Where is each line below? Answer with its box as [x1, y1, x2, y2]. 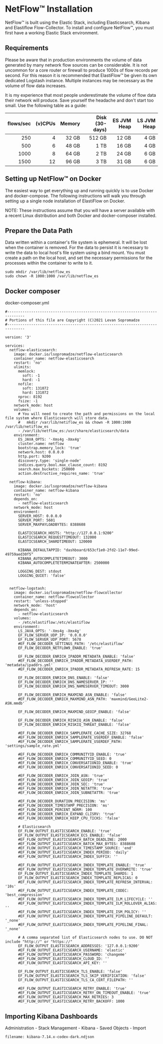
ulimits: [14, 365, 32, 370]
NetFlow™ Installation [5, 3, 93, 15]
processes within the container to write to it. [5, 260, 93, 266]
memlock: [17, 369, 36, 374]
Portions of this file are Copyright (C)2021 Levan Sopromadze [9, 318, 140, 323]
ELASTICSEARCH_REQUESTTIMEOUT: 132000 [17, 535, 97, 540]
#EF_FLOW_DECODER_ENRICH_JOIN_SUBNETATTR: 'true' [17, 791, 120, 795]
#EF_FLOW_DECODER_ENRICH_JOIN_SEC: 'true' [17, 782, 105, 787]
